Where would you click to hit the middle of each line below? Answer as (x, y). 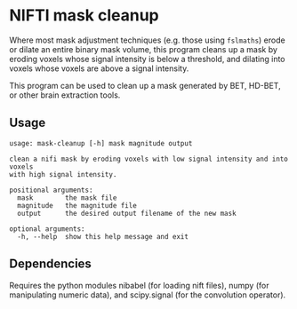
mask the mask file (67, 198)
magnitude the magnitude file (77, 205)
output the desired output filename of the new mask (127, 213)
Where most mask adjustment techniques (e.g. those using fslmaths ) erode (148, 40)
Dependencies (50, 264)
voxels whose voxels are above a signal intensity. (99, 68)
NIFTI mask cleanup (84, 16)
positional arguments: (51, 190)
